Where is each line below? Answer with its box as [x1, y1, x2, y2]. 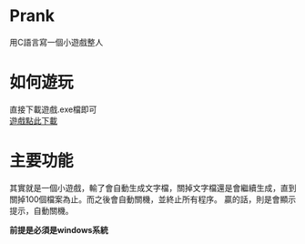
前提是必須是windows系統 [9, 224, 109, 235]
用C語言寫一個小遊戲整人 [9, 36, 104, 47]
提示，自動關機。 [9, 205, 74, 216]
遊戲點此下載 [9, 115, 57, 126]
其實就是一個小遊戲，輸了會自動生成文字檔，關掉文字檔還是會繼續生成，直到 [9, 182, 297, 193]
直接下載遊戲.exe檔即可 [9, 104, 97, 115]
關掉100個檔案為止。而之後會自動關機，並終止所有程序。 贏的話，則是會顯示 [9, 193, 297, 205]
